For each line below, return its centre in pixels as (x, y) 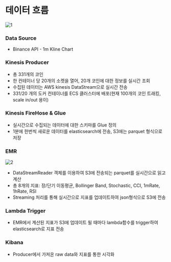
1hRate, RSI (25, 191)
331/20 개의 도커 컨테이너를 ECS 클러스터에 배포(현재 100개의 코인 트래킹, (87, 93)
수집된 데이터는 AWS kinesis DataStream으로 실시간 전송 (70, 87)
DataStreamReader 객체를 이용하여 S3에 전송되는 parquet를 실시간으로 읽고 (89, 173)
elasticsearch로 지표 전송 (38, 229)
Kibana (14, 243)
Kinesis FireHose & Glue (36, 113)
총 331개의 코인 (28, 74)
